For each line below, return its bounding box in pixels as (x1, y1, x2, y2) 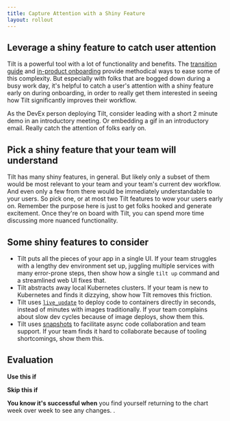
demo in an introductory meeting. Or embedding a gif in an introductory (7, 117, 209, 125)
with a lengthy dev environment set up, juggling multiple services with (16, 261, 214, 270)
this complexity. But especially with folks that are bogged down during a (7, 75, 211, 83)
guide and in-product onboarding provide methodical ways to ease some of (7, 67, 220, 75)
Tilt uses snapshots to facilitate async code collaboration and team (16, 320, 206, 328)
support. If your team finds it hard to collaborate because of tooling (16, 327, 207, 335)
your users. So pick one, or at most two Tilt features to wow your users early (7, 194, 223, 203)
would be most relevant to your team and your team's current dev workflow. (7, 180, 221, 188)
